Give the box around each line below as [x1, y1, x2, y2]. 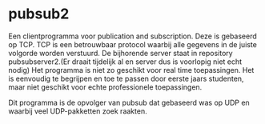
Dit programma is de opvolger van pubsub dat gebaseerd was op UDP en [8, 98, 250, 107]
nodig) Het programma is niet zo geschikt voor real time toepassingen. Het [8, 65, 255, 74]
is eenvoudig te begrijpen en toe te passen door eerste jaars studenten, [8, 74, 244, 83]
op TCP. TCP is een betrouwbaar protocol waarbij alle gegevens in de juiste [8, 39, 258, 49]
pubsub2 [8, 5, 70, 23]
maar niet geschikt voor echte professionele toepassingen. [8, 82, 203, 92]
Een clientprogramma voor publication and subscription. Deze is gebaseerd [8, 31, 258, 41]
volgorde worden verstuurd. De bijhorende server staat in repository [8, 48, 234, 58]
